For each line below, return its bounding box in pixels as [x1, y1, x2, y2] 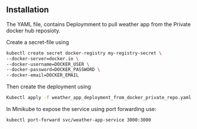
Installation [6, 5, 49, 15]
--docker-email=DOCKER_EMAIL [6, 72, 79, 78]
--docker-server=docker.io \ [6, 56, 79, 62]
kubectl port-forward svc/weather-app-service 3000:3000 [6, 117, 151, 123]
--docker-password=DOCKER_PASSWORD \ [6, 67, 101, 73]
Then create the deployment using [6, 83, 92, 90]
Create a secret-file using [6, 38, 69, 45]
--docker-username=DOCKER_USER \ [6, 61, 90, 67]
